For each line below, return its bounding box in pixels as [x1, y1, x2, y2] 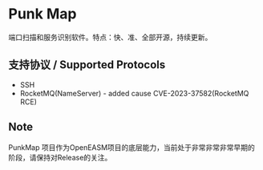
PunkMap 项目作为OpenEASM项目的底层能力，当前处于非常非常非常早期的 [8, 142, 255, 152]
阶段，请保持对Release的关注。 [8, 152, 112, 162]
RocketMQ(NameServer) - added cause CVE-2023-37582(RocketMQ [19, 88, 249, 98]
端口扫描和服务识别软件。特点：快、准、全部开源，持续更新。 [8, 32, 212, 42]
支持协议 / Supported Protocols [8, 58, 166, 72]
